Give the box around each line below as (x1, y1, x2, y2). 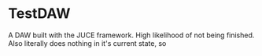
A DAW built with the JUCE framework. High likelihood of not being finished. (8, 30, 255, 40)
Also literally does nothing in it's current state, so (8, 38, 167, 47)
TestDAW (8, 5, 71, 23)
